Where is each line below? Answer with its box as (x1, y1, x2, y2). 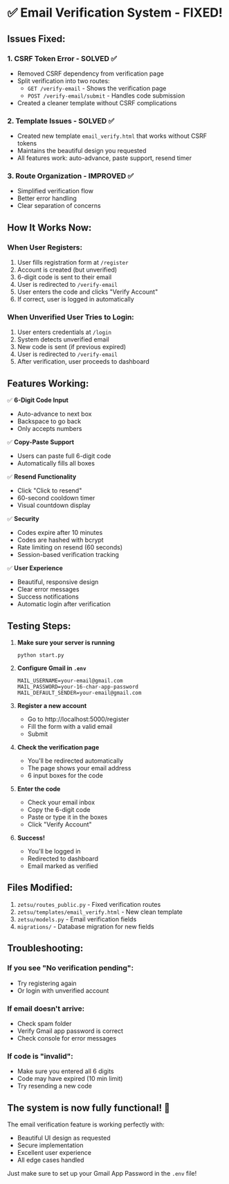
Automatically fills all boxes (17, 459, 95, 468)
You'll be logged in (27, 847, 81, 856)
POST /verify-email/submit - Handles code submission (27, 91, 185, 100)
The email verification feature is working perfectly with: (7, 1120, 165, 1129)
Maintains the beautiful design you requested (17, 147, 147, 155)
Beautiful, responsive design (17, 578, 99, 586)
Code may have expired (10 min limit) (17, 1075, 123, 1083)
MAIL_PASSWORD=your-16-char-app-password (17, 684, 138, 691)
